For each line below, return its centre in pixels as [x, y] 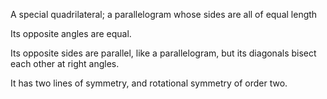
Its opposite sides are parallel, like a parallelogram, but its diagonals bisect [163, 53]
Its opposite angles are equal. [71, 33]
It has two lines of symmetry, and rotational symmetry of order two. [149, 83]
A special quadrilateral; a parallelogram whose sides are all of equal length [164, 14]
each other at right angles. [65, 63]
